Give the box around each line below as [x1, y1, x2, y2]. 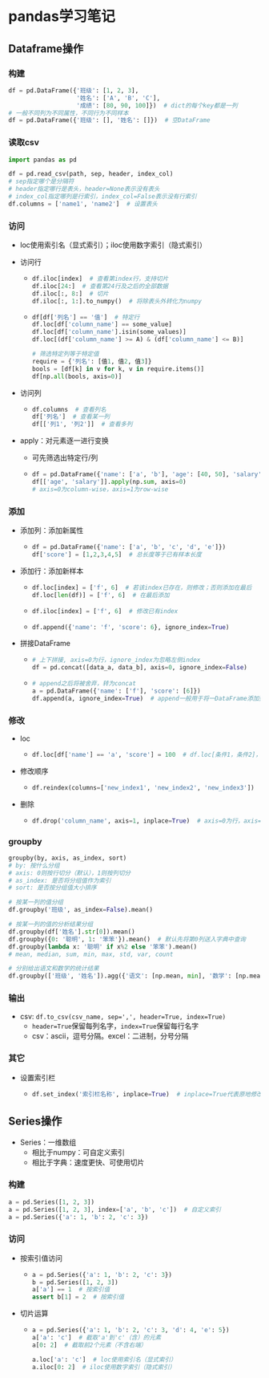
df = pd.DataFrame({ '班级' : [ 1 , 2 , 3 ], [8, 86, 139, 95]
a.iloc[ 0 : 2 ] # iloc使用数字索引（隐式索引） [31, 1363, 176, 1371]
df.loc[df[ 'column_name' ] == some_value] [31, 320, 172, 329]
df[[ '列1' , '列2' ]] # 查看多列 [31, 421, 133, 429]
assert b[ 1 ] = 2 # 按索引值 [31, 1293, 125, 1301]
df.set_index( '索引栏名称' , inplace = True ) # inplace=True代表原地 [31, 1090, 251, 1098]
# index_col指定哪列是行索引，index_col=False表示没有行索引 [8, 193, 198, 201]
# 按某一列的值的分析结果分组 [8, 921, 94, 929]
